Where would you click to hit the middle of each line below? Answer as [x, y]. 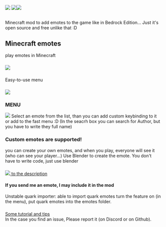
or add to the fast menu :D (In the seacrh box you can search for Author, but [83, 121]
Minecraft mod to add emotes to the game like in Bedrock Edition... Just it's [82, 23]
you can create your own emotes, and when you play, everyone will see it [80, 150]
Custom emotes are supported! [44, 140]
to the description [29, 174]
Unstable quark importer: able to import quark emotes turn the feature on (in [83, 196]
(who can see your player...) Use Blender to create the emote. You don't [79, 156]
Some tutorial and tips [28, 214]
